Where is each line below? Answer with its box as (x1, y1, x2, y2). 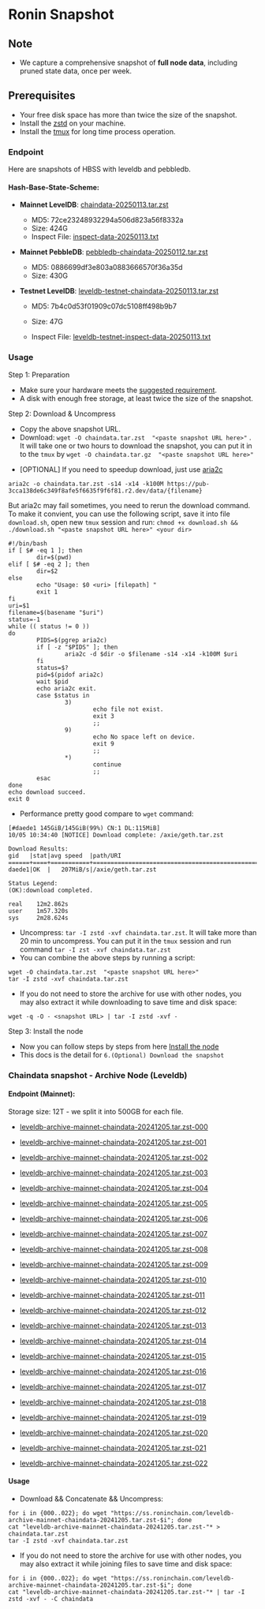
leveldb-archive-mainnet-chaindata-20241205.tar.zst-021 (19, 1442, 207, 1453)
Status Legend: (8, 879, 58, 887)
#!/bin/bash (8, 539, 47, 548)
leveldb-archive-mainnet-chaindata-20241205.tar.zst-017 (19, 1382, 207, 1391)
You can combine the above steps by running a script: (19, 952, 196, 962)
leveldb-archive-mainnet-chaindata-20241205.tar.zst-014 (19, 1336, 207, 1345)
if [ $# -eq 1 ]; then (8, 546, 83, 554)
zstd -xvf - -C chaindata (8, 1595, 93, 1603)
